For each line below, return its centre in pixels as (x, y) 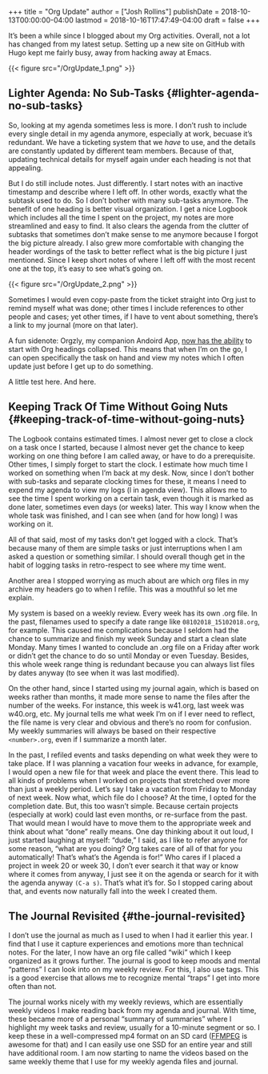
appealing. (26, 168)
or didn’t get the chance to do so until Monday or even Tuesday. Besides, (129, 656)
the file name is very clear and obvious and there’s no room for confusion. (130, 722)
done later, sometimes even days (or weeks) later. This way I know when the (134, 507)
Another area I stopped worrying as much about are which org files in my (129, 580)
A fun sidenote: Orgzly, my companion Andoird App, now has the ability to (130, 341)
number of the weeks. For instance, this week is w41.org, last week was (126, 705)
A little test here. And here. (52, 382)
